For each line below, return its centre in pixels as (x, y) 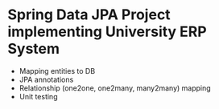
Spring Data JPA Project (89, 15)
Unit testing (38, 96)
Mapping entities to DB (57, 71)
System (34, 49)
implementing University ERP (107, 32)
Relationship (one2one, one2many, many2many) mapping (115, 88)
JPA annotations (46, 79)
